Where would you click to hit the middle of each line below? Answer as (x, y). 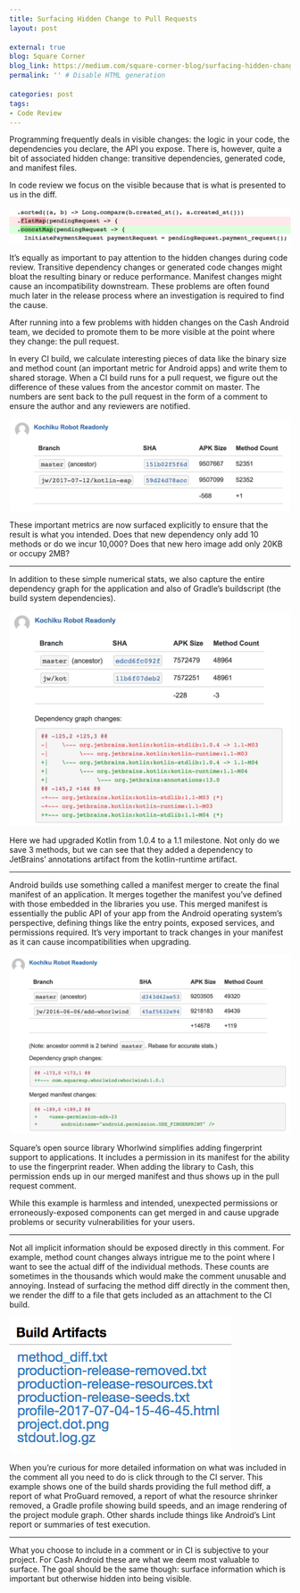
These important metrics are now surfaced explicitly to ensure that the (139, 525)
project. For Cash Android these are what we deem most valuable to (134, 1560)
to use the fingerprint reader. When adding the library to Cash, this (132, 1167)
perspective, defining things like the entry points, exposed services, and (142, 923)
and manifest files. (43, 168)
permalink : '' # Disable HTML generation (87, 76)
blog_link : (29, 66)
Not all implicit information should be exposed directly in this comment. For (147, 1247)
